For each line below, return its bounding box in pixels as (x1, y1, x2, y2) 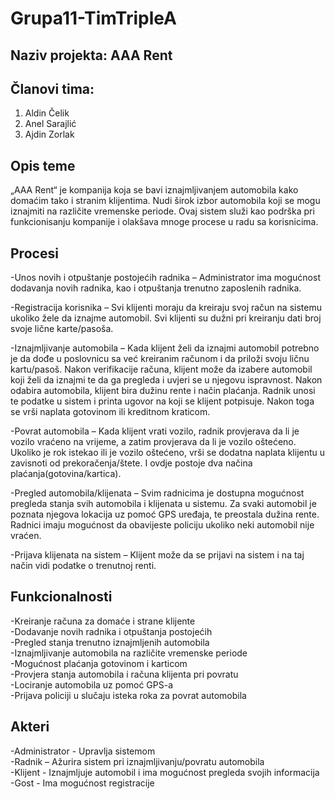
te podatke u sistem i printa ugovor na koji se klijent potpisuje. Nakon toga (10, 395, 315, 407)
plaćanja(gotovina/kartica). (10, 468, 122, 480)
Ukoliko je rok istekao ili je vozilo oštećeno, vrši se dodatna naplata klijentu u (10, 447, 326, 459)
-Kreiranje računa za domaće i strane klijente (10, 615, 196, 627)
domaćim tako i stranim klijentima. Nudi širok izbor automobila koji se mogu (10, 195, 321, 207)
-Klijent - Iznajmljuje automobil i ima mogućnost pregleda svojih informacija (10, 766, 320, 778)
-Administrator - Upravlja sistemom (10, 745, 156, 757)
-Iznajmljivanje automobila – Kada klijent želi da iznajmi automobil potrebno (10, 342, 320, 354)
